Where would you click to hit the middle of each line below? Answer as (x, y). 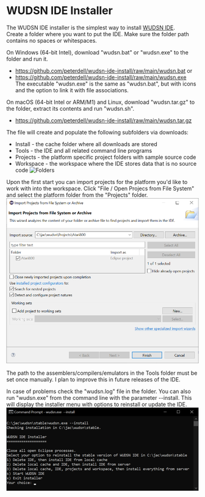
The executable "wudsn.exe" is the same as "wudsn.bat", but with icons (106, 84)
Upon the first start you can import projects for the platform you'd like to (97, 182)
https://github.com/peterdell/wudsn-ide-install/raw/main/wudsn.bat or (104, 70)
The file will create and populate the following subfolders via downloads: (98, 132)
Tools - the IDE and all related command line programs (84, 150)
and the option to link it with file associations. (72, 90)
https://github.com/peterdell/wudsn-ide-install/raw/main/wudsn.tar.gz (103, 120)
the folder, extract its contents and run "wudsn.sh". (70, 108)
